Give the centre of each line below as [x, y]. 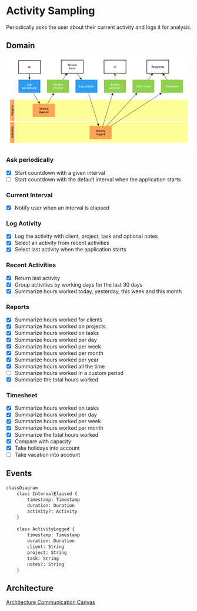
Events [19, 474]
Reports [18, 307]
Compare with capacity [43, 441]
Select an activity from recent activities [62, 243]
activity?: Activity [52, 511]
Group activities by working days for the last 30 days [79, 284]
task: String [43, 558]
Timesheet [22, 395]
